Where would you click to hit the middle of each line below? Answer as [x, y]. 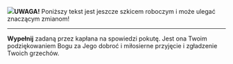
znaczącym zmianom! [38, 19]
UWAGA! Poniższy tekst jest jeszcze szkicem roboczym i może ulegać [115, 11]
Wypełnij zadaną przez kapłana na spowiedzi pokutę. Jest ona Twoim [107, 39]
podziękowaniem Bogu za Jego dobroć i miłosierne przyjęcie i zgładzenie [112, 46]
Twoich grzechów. [33, 53]
